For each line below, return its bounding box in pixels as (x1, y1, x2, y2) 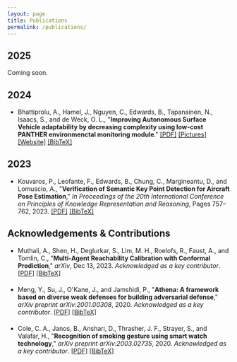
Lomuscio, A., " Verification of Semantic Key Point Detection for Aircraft (17, 185, 231, 193)
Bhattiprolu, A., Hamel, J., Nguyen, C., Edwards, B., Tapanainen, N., (17, 107, 213, 116)
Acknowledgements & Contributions (7, 228, 171, 240)
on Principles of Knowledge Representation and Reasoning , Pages (17, 199, 211, 208)
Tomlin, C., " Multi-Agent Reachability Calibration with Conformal (17, 254, 211, 262)
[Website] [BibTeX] (17, 138, 73, 146)
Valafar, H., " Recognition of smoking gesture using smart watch (17, 332, 207, 340)
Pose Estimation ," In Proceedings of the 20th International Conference (17, 192, 224, 200)
